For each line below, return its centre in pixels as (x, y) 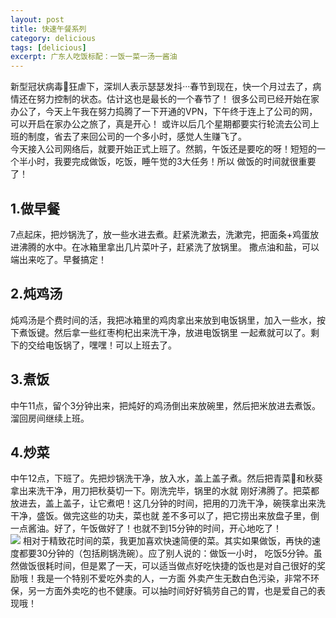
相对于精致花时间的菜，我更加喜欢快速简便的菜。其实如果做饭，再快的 (167, 541)
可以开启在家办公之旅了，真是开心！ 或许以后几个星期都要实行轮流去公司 (160, 124)
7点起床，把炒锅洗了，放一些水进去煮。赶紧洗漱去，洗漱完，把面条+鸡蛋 (160, 234)
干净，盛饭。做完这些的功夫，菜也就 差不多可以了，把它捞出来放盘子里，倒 (165, 516)
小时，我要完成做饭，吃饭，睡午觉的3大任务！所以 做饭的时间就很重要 (172, 162)
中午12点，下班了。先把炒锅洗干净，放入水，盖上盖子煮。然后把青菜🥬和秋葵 (166, 478)
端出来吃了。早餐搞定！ (58, 259)
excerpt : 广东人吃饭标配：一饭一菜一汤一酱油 (94, 57)
